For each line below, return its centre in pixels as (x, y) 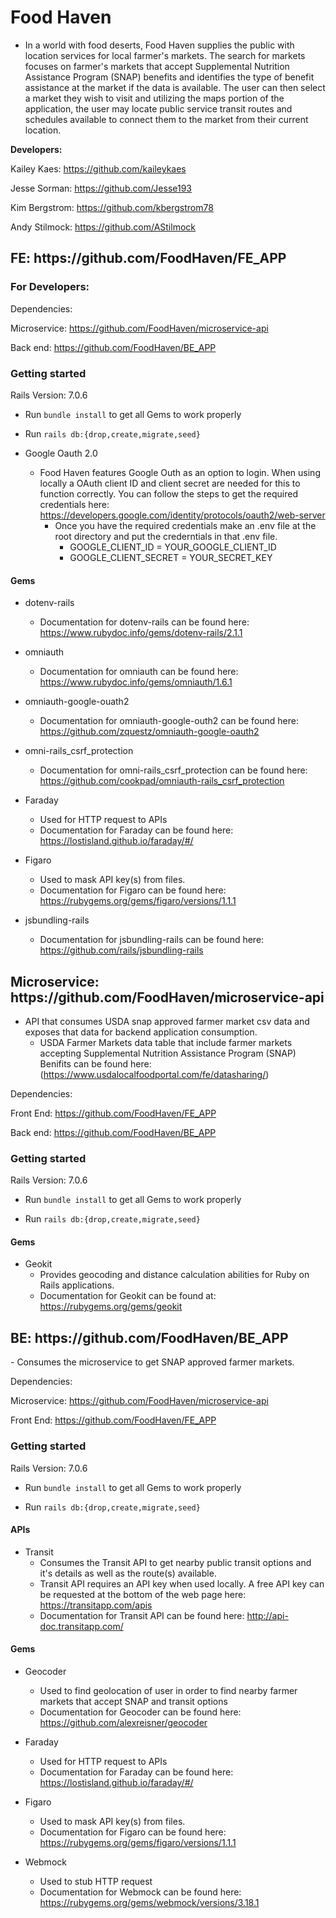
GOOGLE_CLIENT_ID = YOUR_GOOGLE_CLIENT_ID (173, 547)
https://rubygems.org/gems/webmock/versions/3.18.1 (149, 1902)
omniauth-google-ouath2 (77, 702)
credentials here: (74, 504)
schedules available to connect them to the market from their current (166, 119)
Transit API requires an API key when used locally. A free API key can (182, 1583)
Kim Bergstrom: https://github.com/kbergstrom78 (112, 207)
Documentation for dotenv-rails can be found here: (144, 622)
